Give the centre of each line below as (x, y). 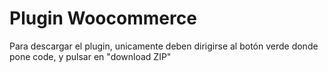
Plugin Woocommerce (103, 18)
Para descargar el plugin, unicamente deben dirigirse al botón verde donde (164, 46)
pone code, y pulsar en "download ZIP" (90, 56)
